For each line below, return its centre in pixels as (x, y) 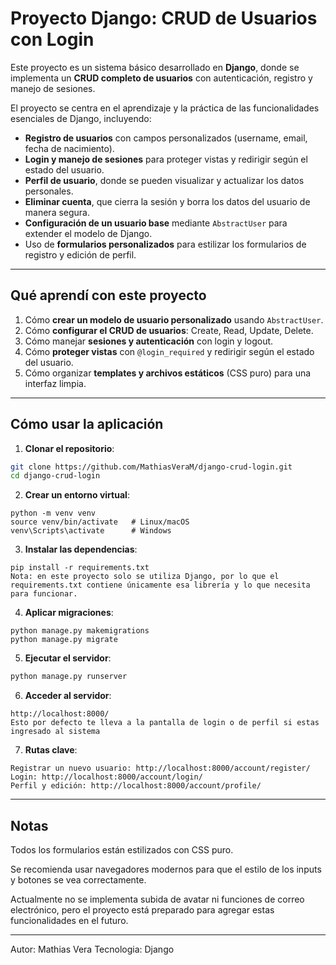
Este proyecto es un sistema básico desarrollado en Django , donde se (155, 67)
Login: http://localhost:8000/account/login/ (106, 777)
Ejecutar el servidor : (68, 658)
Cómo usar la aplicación (87, 424)
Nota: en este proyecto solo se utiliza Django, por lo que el (145, 577)
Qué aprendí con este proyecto (108, 295)
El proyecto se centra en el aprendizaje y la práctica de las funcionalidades (165, 108)
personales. (49, 191)
